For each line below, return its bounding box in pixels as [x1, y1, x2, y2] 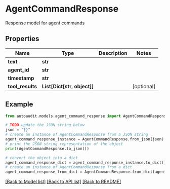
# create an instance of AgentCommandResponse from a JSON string [5, 132, 148, 137]
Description [98, 49, 127, 56]
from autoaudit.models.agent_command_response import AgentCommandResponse [5, 114, 168, 119]
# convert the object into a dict [5, 155, 78, 160]
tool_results [8, 83, 37, 90]
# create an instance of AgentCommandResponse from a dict [5, 165, 133, 170]
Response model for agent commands [5, 20, 85, 26]
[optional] [132, 83, 156, 90]
